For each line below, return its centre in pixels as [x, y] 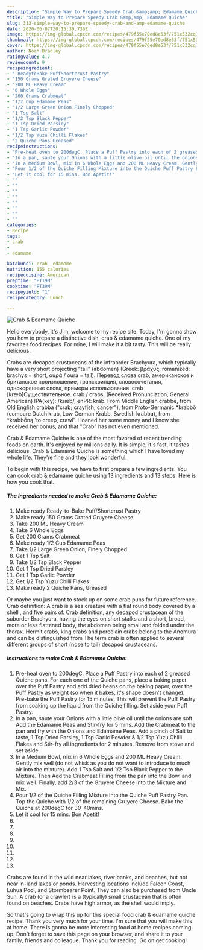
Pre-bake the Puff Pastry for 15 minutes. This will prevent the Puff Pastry [105, 699]
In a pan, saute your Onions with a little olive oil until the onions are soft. [105, 718]
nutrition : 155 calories [38, 270]
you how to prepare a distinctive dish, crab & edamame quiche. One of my [99, 338]
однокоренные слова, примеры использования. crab [75, 388]
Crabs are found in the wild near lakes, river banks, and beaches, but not [97, 878]
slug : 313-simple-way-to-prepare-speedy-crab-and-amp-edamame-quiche [96, 23]
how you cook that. [31, 482]
